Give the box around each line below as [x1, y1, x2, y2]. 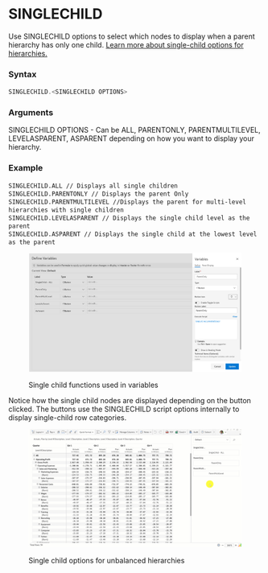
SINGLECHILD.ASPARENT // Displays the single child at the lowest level [8, 230, 258, 238]
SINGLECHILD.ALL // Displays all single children [8, 182, 179, 190]
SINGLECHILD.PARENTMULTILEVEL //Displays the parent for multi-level [8, 198, 247, 206]
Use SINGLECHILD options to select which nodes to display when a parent [8, 31, 255, 41]
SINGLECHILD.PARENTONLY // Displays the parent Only [8, 190, 189, 198]
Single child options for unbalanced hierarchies [28, 556, 185, 566]
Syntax [8, 68, 37, 80]
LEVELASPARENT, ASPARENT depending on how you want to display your [8, 134, 255, 143]
